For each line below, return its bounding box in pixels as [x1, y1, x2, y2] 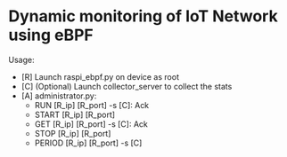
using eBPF [8, 25, 94, 45]
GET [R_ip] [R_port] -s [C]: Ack [34, 118, 148, 130]
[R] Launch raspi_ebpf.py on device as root [20, 71, 180, 82]
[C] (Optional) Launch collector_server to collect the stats [20, 81, 233, 91]
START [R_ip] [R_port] [34, 109, 116, 120]
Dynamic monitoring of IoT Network [8, 6, 278, 27]
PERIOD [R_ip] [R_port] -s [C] [34, 137, 143, 148]
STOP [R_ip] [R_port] [34, 128, 111, 138]
